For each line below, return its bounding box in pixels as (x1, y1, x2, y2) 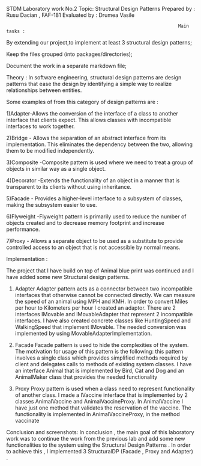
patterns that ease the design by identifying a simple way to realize (6, 81, 172, 87)
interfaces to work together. (6, 123, 75, 130)
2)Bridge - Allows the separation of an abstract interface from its (6, 135, 166, 141)
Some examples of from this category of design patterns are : (6, 99, 159, 105)
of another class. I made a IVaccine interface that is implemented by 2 (14, 391, 188, 399)
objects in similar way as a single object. (6, 165, 106, 172)
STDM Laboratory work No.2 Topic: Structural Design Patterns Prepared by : (6, 5, 195, 12)
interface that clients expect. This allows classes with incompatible (6, 117, 172, 123)
